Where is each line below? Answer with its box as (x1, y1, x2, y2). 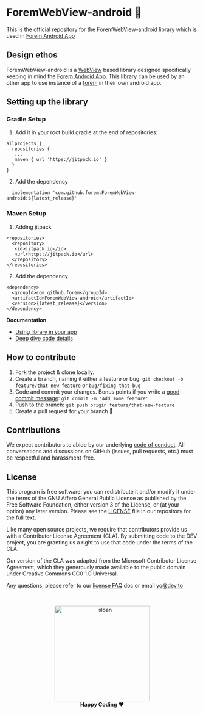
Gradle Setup (6, 115, 46, 124)
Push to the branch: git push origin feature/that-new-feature (15, 401, 175, 408)
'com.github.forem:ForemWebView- (52, 190, 137, 196)
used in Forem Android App (6, 32, 75, 39)
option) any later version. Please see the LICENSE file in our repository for (6, 508, 191, 515)
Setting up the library (6, 97, 88, 107)
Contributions (6, 425, 60, 435)
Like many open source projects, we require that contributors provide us (6, 526, 187, 533)
